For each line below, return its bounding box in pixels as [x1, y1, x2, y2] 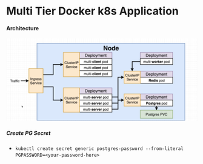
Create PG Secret [6, 129, 51, 137]
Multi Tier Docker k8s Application [6, 4, 179, 18]
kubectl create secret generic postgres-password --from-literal [15, 145, 184, 152]
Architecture [6, 24, 39, 31]
